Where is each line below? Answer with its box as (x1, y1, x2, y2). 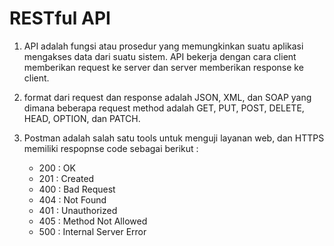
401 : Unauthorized (38, 204, 118, 216)
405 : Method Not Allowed (38, 215, 148, 227)
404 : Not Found (38, 193, 107, 206)
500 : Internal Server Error (38, 225, 147, 237)
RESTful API (9, 7, 111, 30)
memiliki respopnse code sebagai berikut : (23, 142, 199, 154)
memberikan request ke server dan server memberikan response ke (23, 61, 304, 73)
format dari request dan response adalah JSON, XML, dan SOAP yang (23, 91, 312, 103)
